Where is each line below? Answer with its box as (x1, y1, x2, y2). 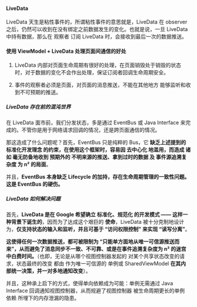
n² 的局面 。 (23, 161, 52, 168)
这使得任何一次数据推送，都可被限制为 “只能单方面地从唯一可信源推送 (6, 238, 175, 245)
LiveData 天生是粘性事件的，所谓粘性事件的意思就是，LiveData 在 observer (6, 18, 188, 26)
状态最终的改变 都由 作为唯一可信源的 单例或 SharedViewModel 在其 (16, 260, 181, 267)
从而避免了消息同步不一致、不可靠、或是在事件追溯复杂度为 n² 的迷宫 (19, 245, 186, 253)
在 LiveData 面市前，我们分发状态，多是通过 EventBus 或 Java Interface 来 (6, 119, 186, 126)
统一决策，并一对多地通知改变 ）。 (11, 267, 91, 275)
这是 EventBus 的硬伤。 (6, 180, 63, 187)
